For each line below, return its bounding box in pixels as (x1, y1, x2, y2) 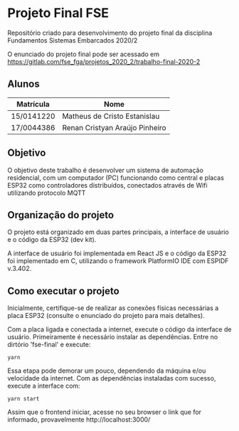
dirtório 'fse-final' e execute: (7, 340, 91, 349)
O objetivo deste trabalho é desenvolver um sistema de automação (7, 166, 204, 174)
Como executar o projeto (7, 284, 119, 297)
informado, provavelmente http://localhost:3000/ (7, 415, 151, 424)
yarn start (7, 395, 40, 403)
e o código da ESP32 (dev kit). (7, 235, 97, 244)
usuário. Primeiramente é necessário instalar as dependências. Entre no (7, 333, 218, 341)
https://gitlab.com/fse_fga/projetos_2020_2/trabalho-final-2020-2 (7, 57, 201, 65)
